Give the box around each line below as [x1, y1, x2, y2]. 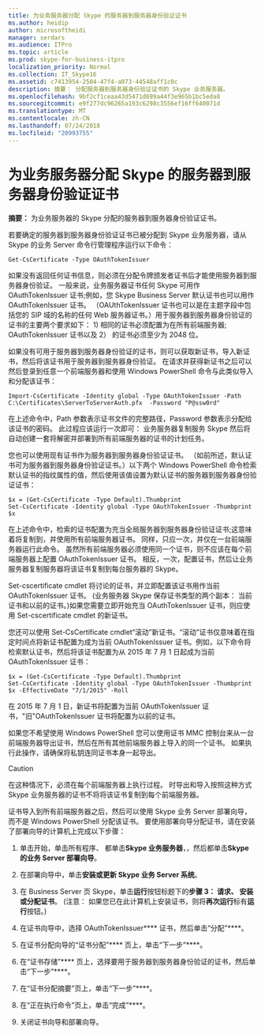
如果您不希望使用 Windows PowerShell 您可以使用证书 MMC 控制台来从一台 [8, 728, 255, 738]
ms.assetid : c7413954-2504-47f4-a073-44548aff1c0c [8, 77, 178, 85]
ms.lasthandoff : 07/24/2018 [8, 122, 101, 130]
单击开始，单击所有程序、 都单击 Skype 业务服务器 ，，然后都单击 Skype [19, 843, 250, 852]
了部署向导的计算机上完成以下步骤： [8, 826, 126, 836]
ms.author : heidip [8, 19, 69, 27]
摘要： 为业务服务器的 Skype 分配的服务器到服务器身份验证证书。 [8, 213, 222, 222]
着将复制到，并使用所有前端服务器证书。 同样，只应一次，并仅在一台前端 [8, 534, 245, 544]
